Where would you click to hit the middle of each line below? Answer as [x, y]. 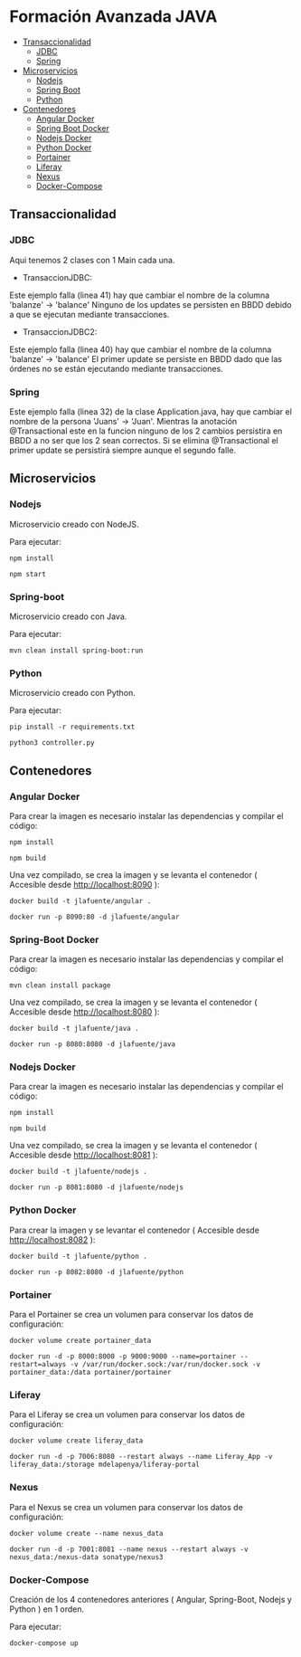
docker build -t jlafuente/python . [78, 1256]
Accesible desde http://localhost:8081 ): [84, 1155]
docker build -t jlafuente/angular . [80, 901]
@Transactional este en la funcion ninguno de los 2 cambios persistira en [146, 431]
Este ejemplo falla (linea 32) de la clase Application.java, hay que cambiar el [150, 411]
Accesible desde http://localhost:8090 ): [85, 884]
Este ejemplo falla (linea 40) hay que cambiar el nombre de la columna [141, 349]
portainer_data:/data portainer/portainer [90, 1373]
